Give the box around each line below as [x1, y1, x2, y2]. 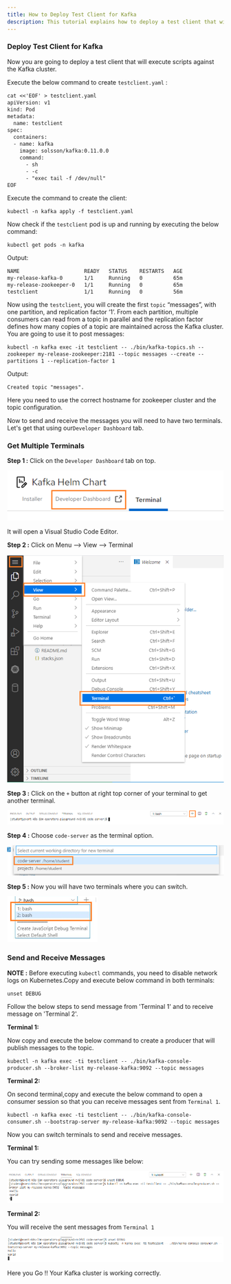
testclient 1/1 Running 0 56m [7, 288, 184, 295]
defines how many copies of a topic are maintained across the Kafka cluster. [7, 322, 224, 330]
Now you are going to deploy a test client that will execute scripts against [7, 57, 214, 65]
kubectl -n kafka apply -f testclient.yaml [7, 208, 134, 215]
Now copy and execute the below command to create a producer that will [7, 1036, 215, 1045]
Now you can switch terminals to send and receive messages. [7, 1130, 183, 1138]
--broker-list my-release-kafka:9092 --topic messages [43, 1065, 205, 1071]
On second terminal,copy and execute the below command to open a [7, 1090, 203, 1098]
